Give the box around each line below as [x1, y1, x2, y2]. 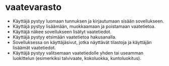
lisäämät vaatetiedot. [12, 44, 57, 50]
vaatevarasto [5, 1, 62, 13]
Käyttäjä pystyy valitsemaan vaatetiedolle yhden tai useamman [12, 49, 144, 56]
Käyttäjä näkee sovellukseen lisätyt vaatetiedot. [12, 28, 112, 34]
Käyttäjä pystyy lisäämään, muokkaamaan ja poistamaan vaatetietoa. [12, 23, 156, 29]
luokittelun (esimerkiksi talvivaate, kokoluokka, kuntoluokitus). [12, 55, 141, 61]
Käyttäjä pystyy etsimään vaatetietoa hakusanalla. [12, 34, 117, 40]
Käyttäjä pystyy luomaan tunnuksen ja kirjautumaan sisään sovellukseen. [12, 18, 164, 24]
